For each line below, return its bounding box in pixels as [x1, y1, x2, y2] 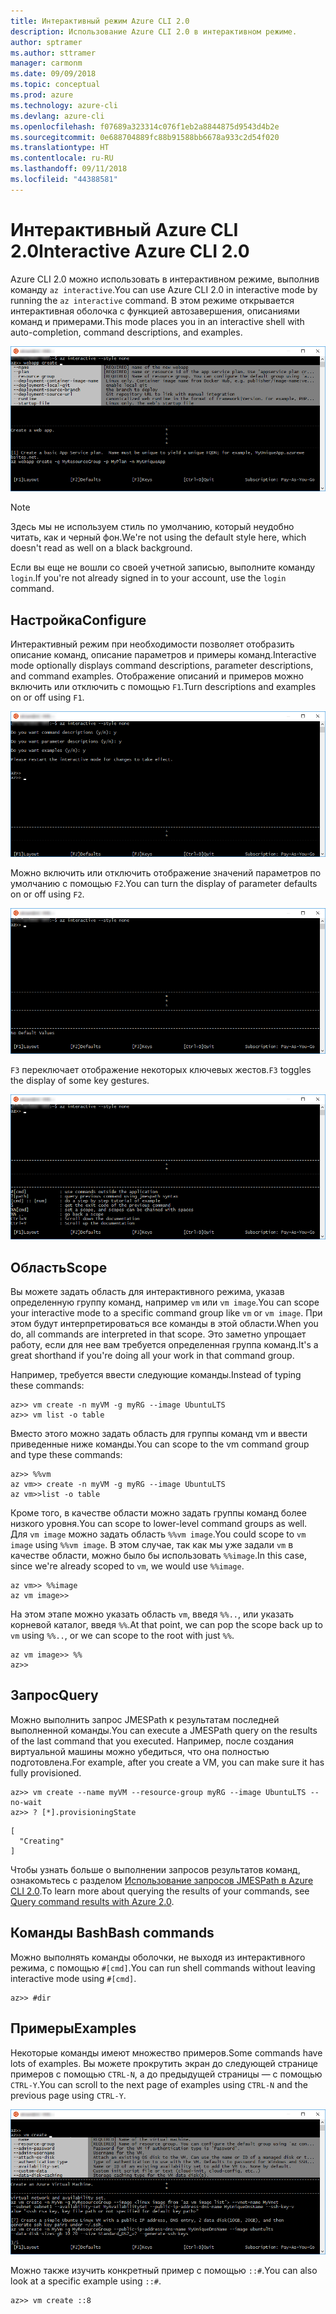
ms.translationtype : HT [10, 143, 110, 153]
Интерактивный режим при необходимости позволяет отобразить [10, 638, 295, 650]
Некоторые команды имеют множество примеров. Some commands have [10, 2046, 323, 2059]
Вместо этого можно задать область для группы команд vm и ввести [10, 1428, 308, 1440]
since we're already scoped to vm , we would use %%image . [10, 1560, 245, 1572]
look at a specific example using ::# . [10, 2275, 162, 2287]
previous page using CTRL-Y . [10, 2089, 127, 2101]
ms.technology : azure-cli [10, 100, 118, 110]
